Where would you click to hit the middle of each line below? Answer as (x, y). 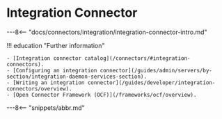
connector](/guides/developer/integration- (151, 82)
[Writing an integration (49, 82)
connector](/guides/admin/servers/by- (156, 70)
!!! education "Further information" (56, 45)
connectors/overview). (39, 88)
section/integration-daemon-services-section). (77, 77)
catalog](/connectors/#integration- (137, 58)
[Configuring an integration (55, 70)
